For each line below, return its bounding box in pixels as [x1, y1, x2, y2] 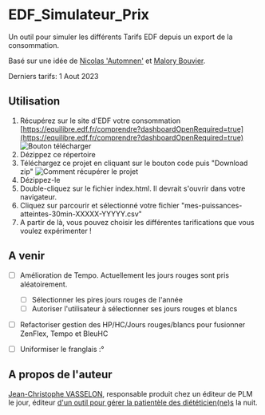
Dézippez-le [19, 175, 61, 184]
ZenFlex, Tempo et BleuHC [19, 329, 109, 338]
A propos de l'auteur [8, 368, 113, 381]
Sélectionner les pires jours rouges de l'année [31, 294, 184, 304]
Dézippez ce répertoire [19, 149, 96, 159]
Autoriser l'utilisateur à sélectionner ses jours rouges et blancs [31, 303, 238, 313]
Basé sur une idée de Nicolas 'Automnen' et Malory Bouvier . [8, 56, 206, 65]
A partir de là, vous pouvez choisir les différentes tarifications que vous [19, 217, 255, 227]
